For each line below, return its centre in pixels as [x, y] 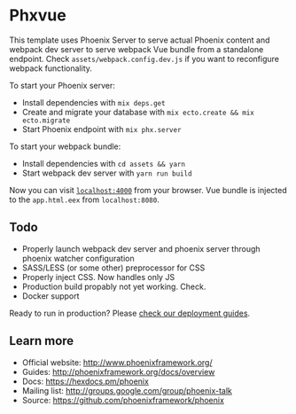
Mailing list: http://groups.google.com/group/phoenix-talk [127, 390]
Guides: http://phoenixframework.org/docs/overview [118, 371]
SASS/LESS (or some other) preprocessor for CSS [113, 268]
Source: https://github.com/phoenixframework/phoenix [123, 400]
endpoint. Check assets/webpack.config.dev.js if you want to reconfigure [144, 59]
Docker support [51, 296]
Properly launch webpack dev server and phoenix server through [141, 248]
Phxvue [38, 16]
